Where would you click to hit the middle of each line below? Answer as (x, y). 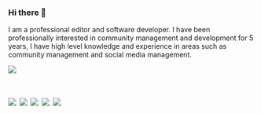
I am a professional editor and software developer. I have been (109, 30)
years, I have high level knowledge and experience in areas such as (118, 46)
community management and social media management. (100, 55)
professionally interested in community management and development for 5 (131, 38)
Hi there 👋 (28, 13)
